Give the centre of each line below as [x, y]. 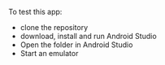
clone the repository [54, 27]
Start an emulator [49, 53]
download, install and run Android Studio [88, 36]
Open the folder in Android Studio [76, 45]
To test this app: [35, 12]
